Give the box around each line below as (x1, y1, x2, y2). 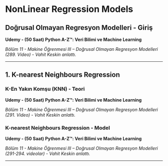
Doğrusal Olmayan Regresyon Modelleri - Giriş (5, 23, 153, 32)
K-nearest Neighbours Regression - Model (5, 124, 110, 131)
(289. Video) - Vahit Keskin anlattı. (5, 51, 76, 57)
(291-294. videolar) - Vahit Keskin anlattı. (5, 151, 90, 157)
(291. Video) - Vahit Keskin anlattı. (5, 112, 76, 118)
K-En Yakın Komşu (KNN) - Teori (5, 86, 85, 93)
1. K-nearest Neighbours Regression (5, 71, 120, 79)
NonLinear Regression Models (5, 3, 133, 15)
